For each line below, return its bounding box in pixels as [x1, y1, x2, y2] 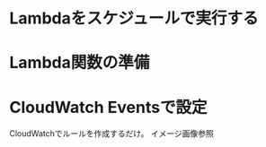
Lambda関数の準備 [9, 53, 150, 73]
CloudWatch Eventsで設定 [9, 97, 208, 117]
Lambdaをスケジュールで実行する [9, 8, 259, 29]
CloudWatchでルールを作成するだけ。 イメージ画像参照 [9, 128, 214, 139]
